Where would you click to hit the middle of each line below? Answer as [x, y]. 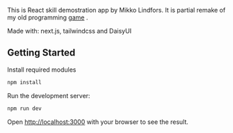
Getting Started [41, 53]
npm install [24, 82]
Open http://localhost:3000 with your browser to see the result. [98, 122]
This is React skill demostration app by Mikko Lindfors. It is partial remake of [116, 10]
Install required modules [42, 70]
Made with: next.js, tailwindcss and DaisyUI [70, 31]
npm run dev [24, 108]
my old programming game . [48, 17]
